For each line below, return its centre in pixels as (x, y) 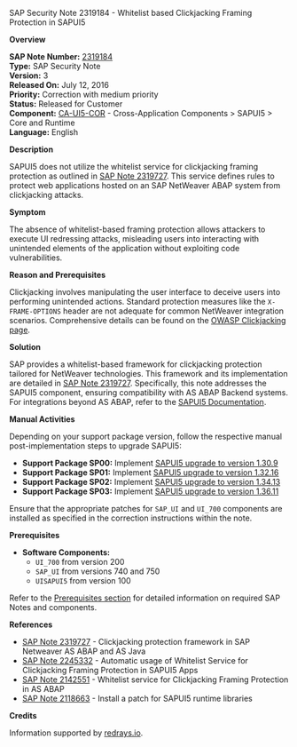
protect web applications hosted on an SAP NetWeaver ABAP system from (145, 185)
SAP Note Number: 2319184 (61, 56)
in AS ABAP (43, 689)
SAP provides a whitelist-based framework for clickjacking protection (136, 364)
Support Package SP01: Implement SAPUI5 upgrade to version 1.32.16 (150, 473)
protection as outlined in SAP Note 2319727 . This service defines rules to (142, 176)
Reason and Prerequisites (58, 275)
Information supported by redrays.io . (76, 733)
